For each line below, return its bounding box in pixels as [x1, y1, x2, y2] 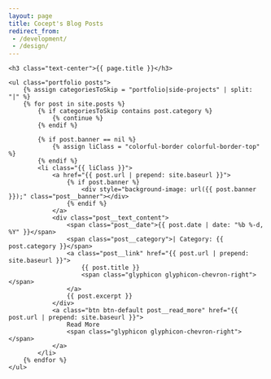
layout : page [8, 11, 53, 20]
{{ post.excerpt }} [66, 292, 133, 301]
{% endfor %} [23, 356, 68, 364]
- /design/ [11, 42, 49, 50]
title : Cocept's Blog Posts [8, 20, 104, 28]
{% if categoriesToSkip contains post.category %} [37, 107, 213, 115]
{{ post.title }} [81, 264, 140, 272]
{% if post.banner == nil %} [37, 136, 137, 144]
